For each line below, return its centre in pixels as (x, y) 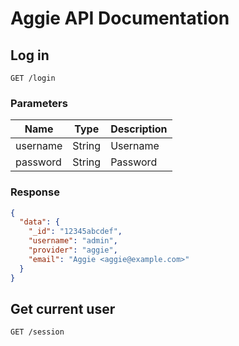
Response (35, 192)
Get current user (63, 308)
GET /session (37, 332)
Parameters (39, 103)
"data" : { (39, 222)
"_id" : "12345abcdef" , (75, 232)
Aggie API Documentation (120, 18)
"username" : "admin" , (73, 241)
